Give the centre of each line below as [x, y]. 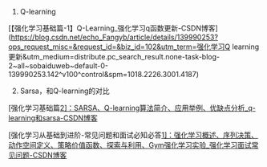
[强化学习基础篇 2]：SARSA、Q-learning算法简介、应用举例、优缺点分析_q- [132, 108]
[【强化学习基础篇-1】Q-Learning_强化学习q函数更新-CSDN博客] [113, 28]
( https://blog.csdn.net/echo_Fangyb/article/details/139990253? [113, 37]
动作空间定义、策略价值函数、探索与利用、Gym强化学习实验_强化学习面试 [130, 145]
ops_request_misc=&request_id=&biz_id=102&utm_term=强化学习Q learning [134, 47]
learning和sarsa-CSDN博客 [53, 118]
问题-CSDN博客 [41, 155]
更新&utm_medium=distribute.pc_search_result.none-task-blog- [114, 57]
